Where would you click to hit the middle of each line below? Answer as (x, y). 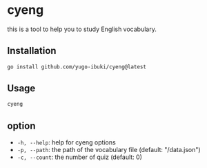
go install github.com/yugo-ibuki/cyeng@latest (77, 67)
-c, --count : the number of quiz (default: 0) (80, 157)
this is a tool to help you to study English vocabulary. (82, 29)
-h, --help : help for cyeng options (66, 142)
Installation (32, 51)
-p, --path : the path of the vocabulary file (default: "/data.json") (109, 150)
